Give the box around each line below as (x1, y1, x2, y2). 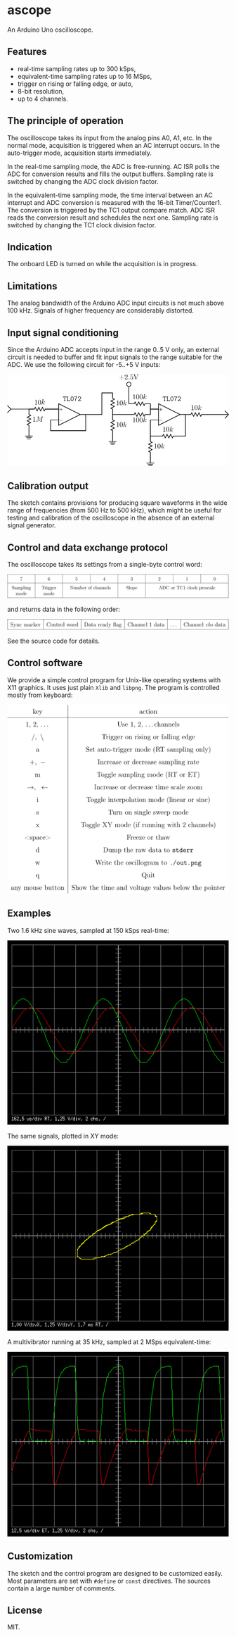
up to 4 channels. (17, 94, 68, 103)
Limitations (7, 280, 58, 292)
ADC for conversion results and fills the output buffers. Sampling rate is (7, 170, 214, 178)
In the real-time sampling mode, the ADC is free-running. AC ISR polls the (7, 162, 220, 170)
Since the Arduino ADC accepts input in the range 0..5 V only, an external (7, 346, 220, 353)
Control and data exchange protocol (7, 541, 169, 553)
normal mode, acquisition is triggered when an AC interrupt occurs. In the (7, 141, 220, 149)
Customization (7, 1550, 74, 1562)
